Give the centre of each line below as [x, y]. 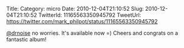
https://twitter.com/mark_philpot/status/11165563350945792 [82, 21]
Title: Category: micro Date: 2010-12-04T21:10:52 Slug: [75, 9]
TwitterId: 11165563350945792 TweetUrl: [90, 15]
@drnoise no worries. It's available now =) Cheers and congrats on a [92, 33]
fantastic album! [26, 39]
